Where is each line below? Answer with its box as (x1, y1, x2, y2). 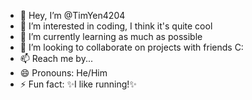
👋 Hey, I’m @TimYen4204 (19, 10, 126, 21)
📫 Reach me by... (19, 53, 94, 64)
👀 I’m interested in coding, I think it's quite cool (19, 20, 213, 32)
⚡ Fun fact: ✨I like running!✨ (19, 78, 137, 90)
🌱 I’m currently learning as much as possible (19, 31, 203, 42)
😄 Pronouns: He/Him (19, 67, 108, 79)
